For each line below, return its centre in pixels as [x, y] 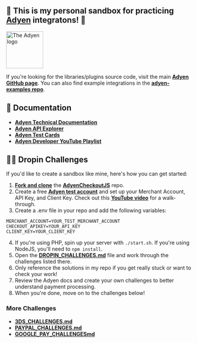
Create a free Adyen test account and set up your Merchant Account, [100, 192]
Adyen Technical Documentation [56, 122]
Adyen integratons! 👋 [46, 20]
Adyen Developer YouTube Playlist [58, 141]
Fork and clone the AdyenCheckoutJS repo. [69, 185]
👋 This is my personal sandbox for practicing [90, 11]
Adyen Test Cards [37, 134]
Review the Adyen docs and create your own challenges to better [94, 281]
